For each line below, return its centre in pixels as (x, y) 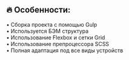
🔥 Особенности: (38, 10)
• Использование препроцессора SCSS (58, 44)
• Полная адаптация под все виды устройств (65, 50)
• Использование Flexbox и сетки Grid (56, 37)
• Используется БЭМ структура (48, 31)
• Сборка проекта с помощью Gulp (52, 24)
